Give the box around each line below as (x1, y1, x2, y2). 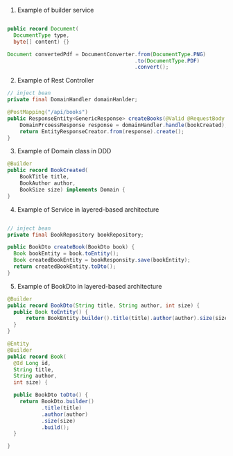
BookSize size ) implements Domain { (19, 186, 126, 193)
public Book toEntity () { (13, 308, 89, 315)
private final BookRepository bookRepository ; (7, 231, 144, 238)
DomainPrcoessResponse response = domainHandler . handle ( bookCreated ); (19, 121, 228, 128)
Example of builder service (17, 6, 94, 14)
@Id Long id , (13, 360, 51, 366)
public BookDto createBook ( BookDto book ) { (7, 244, 135, 251)
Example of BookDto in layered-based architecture (17, 282, 162, 290)
